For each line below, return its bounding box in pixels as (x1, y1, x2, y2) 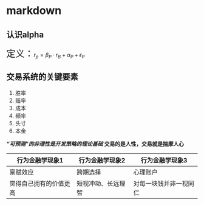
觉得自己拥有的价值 (9, 179, 65, 187)
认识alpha (6, 29, 44, 40)
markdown (6, 4, 62, 18)
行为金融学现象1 (16, 156, 64, 164)
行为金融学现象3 (140, 156, 188, 164)
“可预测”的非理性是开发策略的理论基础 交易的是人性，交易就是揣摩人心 (6, 140, 185, 147)
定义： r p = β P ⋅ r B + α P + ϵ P (6, 48, 85, 60)
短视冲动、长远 (76, 179, 120, 187)
